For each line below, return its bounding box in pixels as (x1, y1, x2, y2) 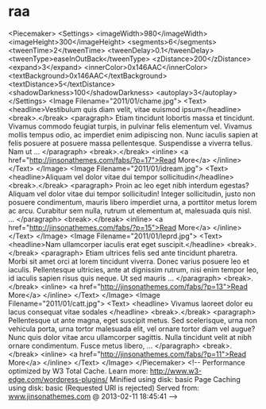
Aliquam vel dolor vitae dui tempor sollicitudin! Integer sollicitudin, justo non (8, 189, 256, 199)
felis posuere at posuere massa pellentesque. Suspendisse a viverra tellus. (8, 138, 253, 148)
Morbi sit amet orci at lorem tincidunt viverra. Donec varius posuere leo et (8, 257, 250, 266)
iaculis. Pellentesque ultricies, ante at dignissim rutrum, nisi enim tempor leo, (8, 264, 259, 274)
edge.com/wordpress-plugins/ (8, 374, 109, 384)
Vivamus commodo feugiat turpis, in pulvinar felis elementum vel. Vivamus (8, 122, 253, 131)
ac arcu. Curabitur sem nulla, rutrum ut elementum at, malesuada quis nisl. (8, 206, 252, 215)
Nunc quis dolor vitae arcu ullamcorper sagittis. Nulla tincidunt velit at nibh (8, 332, 253, 341)
